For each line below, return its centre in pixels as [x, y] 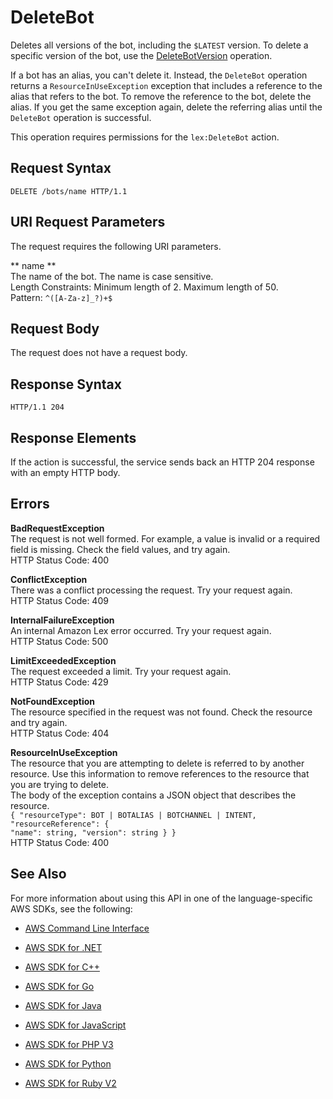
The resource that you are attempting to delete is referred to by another [157, 763]
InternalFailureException [62, 620]
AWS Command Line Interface [87, 928]
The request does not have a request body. [99, 353]
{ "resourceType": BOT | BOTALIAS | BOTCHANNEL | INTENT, [133, 815]
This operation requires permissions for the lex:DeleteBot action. [145, 137]
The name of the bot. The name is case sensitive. [112, 276]
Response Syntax [66, 384]
